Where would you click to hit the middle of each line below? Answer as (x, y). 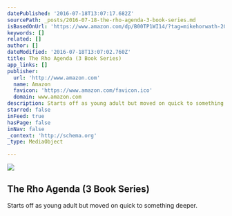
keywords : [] (26, 33)
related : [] (24, 39)
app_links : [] (28, 65)
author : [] (23, 46)
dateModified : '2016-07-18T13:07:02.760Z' (69, 52)
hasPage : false (29, 122)
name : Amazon (32, 84)
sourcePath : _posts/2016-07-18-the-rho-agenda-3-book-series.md (101, 20)
